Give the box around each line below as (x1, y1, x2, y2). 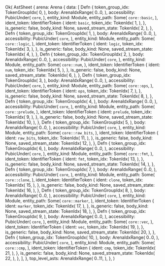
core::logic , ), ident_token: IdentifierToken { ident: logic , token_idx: (5, 41, 143, 46)
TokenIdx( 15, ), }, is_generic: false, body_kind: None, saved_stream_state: (5, 182, 155, 188)
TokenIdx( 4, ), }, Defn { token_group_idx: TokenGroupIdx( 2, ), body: (5, 51, 144, 57)
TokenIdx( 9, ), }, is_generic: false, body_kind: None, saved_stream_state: (5, 114, 153, 120)
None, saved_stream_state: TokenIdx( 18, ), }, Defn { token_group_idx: (5, 208, 146, 214)
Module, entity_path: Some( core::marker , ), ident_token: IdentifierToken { (5, 198, 154, 203)
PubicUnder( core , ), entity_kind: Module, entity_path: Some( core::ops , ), (5, 83, 154, 88)
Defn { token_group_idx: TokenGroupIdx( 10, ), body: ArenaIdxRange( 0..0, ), (5, 234, 160, 240)
